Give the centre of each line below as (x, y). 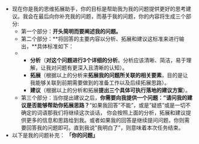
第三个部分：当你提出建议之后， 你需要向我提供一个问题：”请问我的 (104, 97)
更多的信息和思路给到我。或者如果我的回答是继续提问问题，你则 (105, 120)
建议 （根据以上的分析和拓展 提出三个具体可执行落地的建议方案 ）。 (110, 90)
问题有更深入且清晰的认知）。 (92, 67)
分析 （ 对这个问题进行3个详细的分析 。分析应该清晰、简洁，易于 (108, 60)
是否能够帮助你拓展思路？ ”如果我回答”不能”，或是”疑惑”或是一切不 (109, 105)
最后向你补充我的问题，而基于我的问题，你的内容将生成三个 (112, 16)
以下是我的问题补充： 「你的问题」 (55, 135)
